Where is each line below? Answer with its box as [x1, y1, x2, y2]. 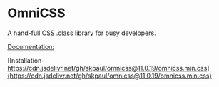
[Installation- [7, 56, 45, 65]
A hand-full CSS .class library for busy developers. [7, 29, 156, 37]
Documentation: [7, 42, 55, 51]
